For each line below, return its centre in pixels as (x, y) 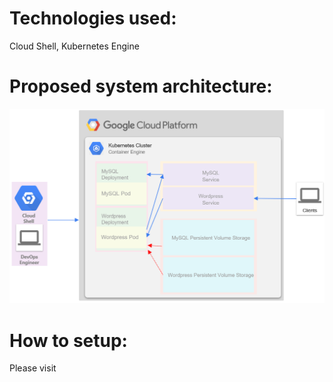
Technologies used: (93, 18)
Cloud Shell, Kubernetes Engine (74, 46)
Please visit (33, 368)
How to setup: (68, 340)
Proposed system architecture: (141, 86)
